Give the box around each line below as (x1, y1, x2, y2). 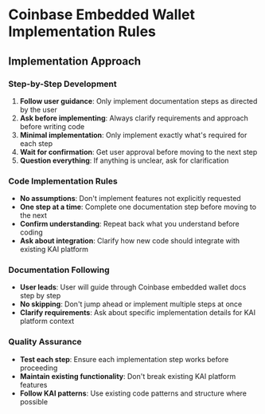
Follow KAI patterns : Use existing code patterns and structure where (19, 388, 247, 398)
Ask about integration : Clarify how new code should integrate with (19, 236, 240, 246)
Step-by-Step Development (8, 78, 117, 89)
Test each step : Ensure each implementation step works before (19, 354, 229, 364)
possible (19, 396, 49, 406)
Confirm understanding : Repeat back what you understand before (19, 219, 240, 229)
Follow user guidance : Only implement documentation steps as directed (19, 96, 258, 105)
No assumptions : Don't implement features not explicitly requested (19, 194, 241, 203)
